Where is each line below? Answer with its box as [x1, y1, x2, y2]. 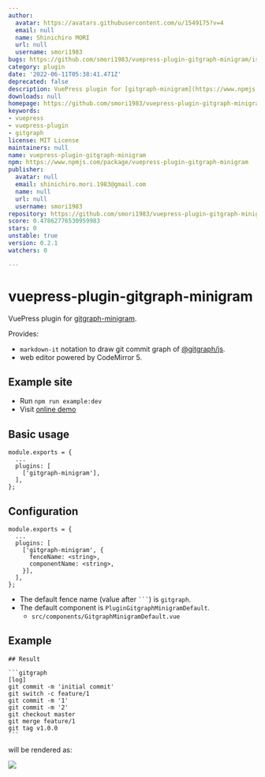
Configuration [8, 505, 79, 518]
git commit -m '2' [8, 704, 69, 711]
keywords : [8, 107, 41, 115]
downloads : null [8, 92, 62, 100]
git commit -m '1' [8, 696, 69, 704]
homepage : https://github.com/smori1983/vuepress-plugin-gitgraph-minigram [8, 99, 263, 107]
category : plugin [8, 63, 65, 71]
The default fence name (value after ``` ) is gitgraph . [19, 595, 192, 604]
